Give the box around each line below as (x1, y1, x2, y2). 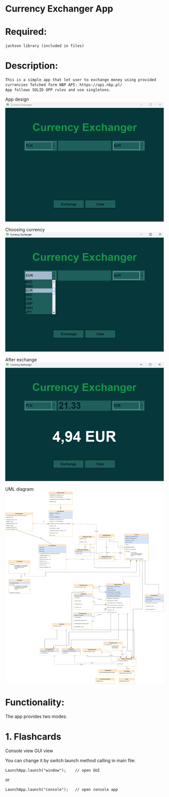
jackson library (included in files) (5, 43, 84, 48)
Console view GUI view (5, 748, 53, 754)
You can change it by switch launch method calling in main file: (5, 758, 136, 764)
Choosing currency (5, 226, 45, 232)
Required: (5, 26, 47, 38)
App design (5, 96, 29, 102)
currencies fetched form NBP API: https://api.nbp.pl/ (5, 83, 123, 88)
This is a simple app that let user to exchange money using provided (5, 78, 156, 83)
